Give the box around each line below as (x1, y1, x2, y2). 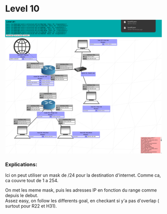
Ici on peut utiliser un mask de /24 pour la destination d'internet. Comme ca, (5, 172, 161, 178)
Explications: (5, 161, 38, 168)
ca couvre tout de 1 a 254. (5, 178, 59, 184)
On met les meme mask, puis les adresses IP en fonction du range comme (5, 187, 158, 193)
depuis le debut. (5, 193, 38, 199)
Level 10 (5, 3, 40, 14)
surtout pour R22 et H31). (5, 203, 57, 209)
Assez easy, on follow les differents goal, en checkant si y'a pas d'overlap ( (5, 198, 160, 204)
